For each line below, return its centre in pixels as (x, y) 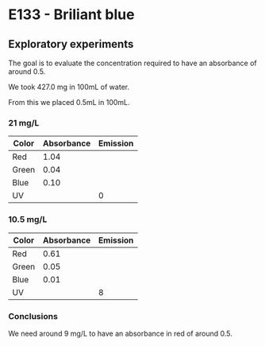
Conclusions (33, 316)
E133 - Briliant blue (71, 15)
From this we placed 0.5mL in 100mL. (69, 102)
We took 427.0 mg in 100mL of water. (69, 87)
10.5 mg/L (28, 220)
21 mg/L (24, 122)
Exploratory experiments (71, 44)
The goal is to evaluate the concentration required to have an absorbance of (133, 63)
